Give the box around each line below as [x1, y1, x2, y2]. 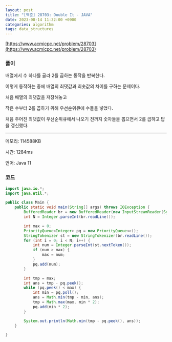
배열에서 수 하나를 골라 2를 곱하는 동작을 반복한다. [5, 72, 105, 78]
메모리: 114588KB [5, 138, 41, 144]
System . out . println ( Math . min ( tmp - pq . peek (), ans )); [24, 318, 141, 324]
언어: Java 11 [5, 160, 32, 166]
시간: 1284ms [5, 149, 33, 155]
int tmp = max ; [24, 275, 56, 281]
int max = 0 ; [24, 224, 52, 229]
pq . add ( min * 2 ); [32, 304, 70, 309]
